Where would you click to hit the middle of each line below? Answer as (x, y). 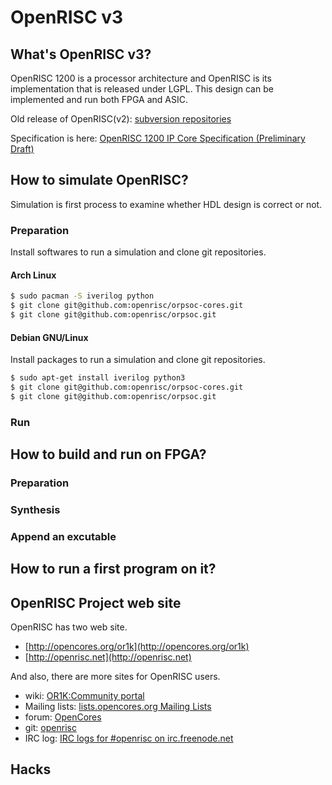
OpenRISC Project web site (96, 602)
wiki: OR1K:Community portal (84, 696)
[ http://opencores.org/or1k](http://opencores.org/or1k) (137, 647)
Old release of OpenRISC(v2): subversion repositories (121, 119)
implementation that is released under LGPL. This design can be (142, 89)
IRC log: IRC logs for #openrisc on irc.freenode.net (129, 738)
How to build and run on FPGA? (108, 454)
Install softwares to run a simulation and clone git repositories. (138, 252)
